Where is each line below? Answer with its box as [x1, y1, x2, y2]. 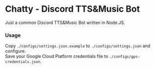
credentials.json [5, 60, 41, 65]
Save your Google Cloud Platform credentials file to [5, 53, 109, 59]
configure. [5, 48, 26, 54]
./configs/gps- [109, 54, 140, 59]
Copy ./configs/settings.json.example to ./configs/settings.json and [5, 43, 151, 49]
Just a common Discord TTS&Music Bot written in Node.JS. [5, 20, 126, 25]
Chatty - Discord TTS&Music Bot [5, 3, 140, 15]
